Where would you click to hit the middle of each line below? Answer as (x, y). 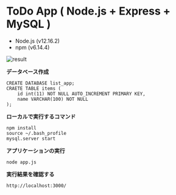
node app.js (21, 162)
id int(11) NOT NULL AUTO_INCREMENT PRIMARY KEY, (82, 94)
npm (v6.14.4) (32, 47)
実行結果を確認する (30, 174)
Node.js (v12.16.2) (37, 41)
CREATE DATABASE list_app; (40, 83)
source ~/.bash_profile (37, 133)
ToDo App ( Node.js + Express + (88, 11)
